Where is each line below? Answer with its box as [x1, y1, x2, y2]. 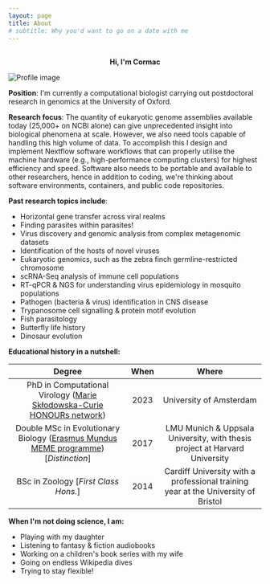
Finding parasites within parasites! [19, 220, 134, 230]
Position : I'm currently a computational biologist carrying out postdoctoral [8, 88, 254, 98]
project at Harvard [175, 443, 245, 454]
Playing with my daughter [19, 532, 104, 542]
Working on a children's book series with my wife [19, 549, 183, 559]
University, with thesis [168, 433, 252, 444]
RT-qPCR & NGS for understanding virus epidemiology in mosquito [19, 280, 241, 290]
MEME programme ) [31, 443, 104, 454]
